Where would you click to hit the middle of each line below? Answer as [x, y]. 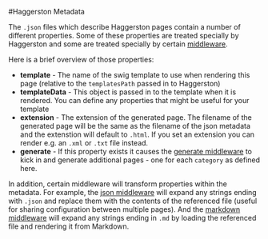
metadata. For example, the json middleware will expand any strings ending [133, 192]
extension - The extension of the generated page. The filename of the [136, 118]
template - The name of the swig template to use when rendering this [135, 75]
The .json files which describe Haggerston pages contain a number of [125, 27]
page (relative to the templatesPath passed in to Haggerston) [120, 84]
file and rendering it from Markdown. [69, 226]
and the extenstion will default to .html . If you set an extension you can [137, 134]
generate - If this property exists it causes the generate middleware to [136, 151]
